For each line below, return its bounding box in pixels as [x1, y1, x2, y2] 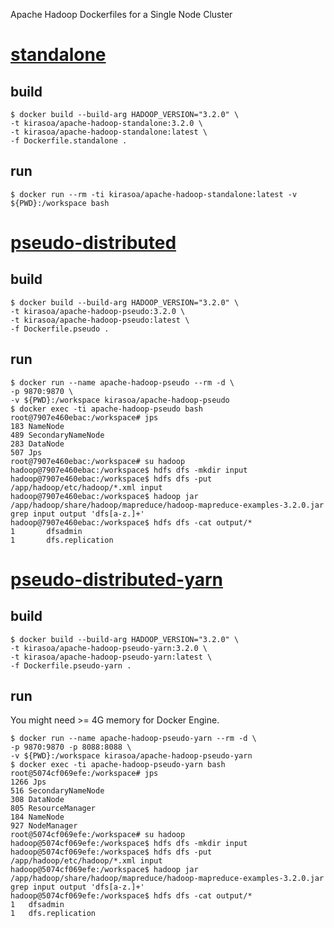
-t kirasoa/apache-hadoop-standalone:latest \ [10, 127, 208, 137]
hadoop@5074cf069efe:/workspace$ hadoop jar [10, 865, 199, 875]
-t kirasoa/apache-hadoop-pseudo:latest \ [10, 315, 190, 325]
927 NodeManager [10, 821, 78, 831]
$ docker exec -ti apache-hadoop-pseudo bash [10, 404, 203, 414]
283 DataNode [10, 439, 65, 449]
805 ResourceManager [10, 804, 97, 814]
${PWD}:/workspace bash [10, 198, 110, 208]
